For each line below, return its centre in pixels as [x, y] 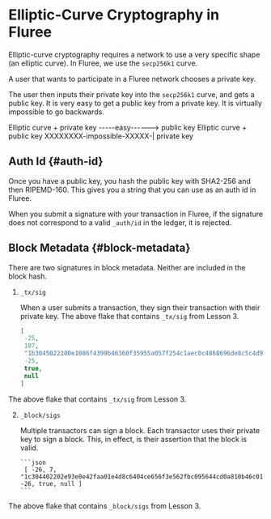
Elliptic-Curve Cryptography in [114, 15]
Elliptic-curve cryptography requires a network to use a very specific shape [134, 54]
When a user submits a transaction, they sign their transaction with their [140, 307]
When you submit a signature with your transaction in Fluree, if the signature [136, 214]
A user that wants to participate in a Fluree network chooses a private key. [132, 79]
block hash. [28, 276]
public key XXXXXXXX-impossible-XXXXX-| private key [101, 136]
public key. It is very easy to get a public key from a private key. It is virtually [135, 103]
